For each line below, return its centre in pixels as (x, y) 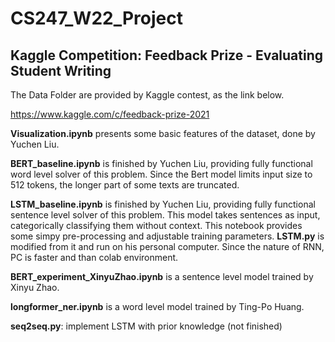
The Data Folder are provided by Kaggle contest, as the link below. (147, 95)
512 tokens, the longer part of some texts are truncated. (125, 185)
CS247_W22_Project (96, 18)
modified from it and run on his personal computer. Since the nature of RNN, (167, 246)
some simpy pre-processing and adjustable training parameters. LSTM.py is (167, 236)
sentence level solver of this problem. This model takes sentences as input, (165, 215)
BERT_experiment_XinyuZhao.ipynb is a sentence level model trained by (162, 276)
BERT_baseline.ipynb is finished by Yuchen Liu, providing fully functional (161, 163)
